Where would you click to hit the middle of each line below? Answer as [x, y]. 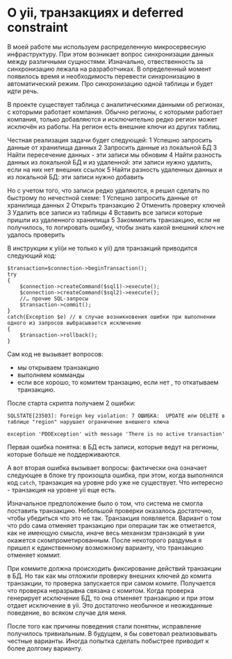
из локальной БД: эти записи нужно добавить [76, 177]
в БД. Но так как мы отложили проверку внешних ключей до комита [109, 576]
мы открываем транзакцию [58, 367]
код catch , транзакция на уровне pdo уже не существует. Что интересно [115, 482]
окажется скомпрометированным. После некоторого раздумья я [105, 540]
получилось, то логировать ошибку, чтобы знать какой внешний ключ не [116, 227]
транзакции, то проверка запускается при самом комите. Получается [111, 583]
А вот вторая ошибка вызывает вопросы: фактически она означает [107, 467]
